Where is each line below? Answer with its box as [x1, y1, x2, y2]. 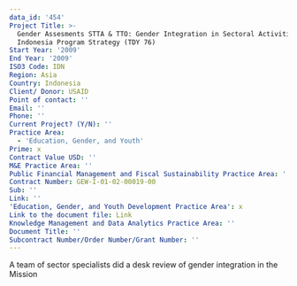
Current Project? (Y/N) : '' [9, 120, 113, 129]
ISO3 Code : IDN [9, 63, 65, 72]
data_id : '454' [9, 12, 65, 22]
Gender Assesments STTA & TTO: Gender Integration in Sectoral [17, 29, 255, 38]
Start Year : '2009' [9, 46, 81, 55]
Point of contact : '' [9, 95, 89, 104]
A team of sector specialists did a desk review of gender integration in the [9, 259, 278, 270]
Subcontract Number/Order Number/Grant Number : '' [9, 236, 200, 244]
